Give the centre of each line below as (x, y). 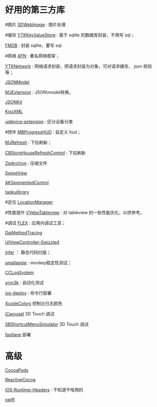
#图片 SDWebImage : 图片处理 (35, 24)
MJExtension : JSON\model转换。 (39, 92)
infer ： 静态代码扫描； (28, 252)
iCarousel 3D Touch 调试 (30, 313)
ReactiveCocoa (20, 380)
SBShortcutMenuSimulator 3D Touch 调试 (47, 324)
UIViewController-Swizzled (32, 242)
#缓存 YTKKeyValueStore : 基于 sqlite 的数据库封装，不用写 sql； (70, 35)
